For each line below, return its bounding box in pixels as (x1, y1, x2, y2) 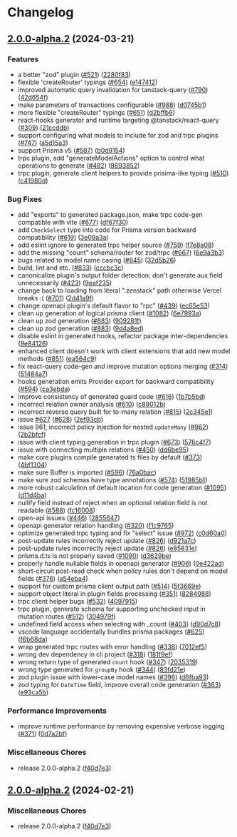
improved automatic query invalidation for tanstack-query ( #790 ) (17, 85, 209, 93)
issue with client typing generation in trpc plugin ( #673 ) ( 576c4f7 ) (17, 438, 211, 447)
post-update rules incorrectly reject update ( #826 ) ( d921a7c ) (17, 537, 197, 545)
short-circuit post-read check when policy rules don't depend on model (17, 567, 228, 575)
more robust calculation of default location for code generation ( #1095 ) (17, 483, 227, 492)
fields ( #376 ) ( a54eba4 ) (17, 574, 89, 583)
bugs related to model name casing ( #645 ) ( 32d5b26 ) (17, 256, 177, 265)
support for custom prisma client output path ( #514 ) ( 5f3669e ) (17, 582, 201, 591)
